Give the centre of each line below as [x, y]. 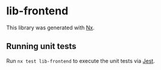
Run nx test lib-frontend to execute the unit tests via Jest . [80, 60]
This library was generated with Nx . [50, 28]
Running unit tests [41, 46]
